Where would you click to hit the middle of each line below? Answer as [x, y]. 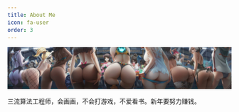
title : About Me [31, 15]
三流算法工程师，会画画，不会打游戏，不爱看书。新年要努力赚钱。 [104, 101]
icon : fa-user [28, 22]
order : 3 [20, 30]
